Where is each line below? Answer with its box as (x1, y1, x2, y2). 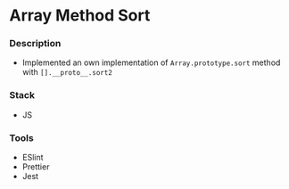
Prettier (21, 161, 50, 172)
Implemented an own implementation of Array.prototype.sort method (21, 57, 281, 68)
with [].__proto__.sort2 (21, 67, 113, 78)
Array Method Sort (9, 5, 151, 26)
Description (9, 37, 62, 50)
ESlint (21, 152, 44, 163)
